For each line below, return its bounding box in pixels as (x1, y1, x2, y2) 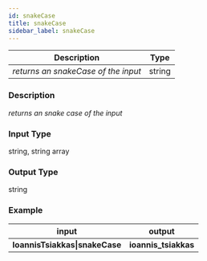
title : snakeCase (8, 19, 67, 27)
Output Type (8, 166, 59, 177)
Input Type (8, 128, 51, 139)
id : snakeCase (8, 11, 56, 20)
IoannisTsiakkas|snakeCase (12, 239, 122, 250)
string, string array (8, 146, 70, 156)
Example (8, 205, 43, 216)
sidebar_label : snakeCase (8, 27, 95, 35)
